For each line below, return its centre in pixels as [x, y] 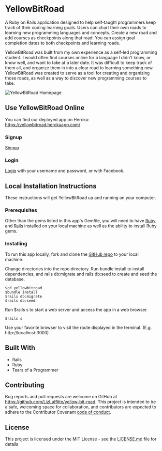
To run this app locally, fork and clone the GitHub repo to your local [72, 254]
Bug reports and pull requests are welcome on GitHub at [61, 397]
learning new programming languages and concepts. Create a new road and [81, 32]
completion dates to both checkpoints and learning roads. [63, 43]
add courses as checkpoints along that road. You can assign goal [70, 38]
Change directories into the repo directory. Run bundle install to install [74, 269]
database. [15, 279]
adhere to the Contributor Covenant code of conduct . [58, 412]
